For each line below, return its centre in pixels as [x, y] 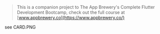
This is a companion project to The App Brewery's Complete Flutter [86, 7]
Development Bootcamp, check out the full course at [71, 12]
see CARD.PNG [20, 27]
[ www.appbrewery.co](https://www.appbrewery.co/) [71, 17]
